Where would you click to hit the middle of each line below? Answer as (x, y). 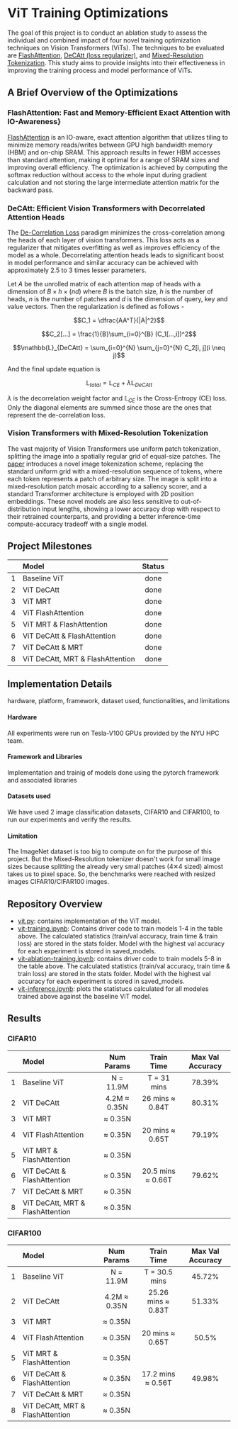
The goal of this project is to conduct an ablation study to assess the (107, 33)
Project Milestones (50, 546)
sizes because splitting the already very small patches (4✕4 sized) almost (115, 867)
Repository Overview (55, 904)
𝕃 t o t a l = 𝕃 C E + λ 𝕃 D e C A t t (119, 383)
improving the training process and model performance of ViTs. (100, 70)
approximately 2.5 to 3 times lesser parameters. (77, 270)
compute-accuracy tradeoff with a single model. (78, 524)
